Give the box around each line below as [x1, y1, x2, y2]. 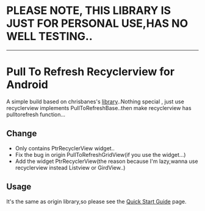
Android [6, 78, 49, 92]
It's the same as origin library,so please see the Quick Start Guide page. [6, 198, 187, 205]
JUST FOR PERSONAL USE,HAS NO [6, 16, 188, 30]
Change [6, 128, 37, 139]
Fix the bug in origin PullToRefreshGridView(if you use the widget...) [15, 151, 186, 158]
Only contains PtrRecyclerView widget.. [15, 144, 115, 152]
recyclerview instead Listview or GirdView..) [15, 164, 126, 171]
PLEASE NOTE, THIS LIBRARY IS [6, 4, 171, 18]
